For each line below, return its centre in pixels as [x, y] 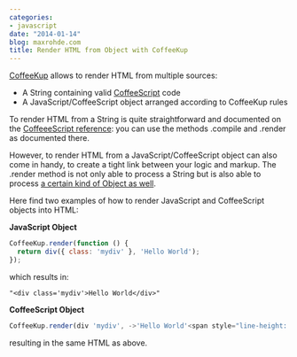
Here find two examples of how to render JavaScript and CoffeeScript [137, 201]
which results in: [39, 276]
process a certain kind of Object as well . [83, 183]
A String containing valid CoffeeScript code [101, 93]
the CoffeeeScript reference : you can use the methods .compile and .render [148, 128]
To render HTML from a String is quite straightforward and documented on [145, 120]
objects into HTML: [44, 210]
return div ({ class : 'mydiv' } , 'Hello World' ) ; [109, 252]
